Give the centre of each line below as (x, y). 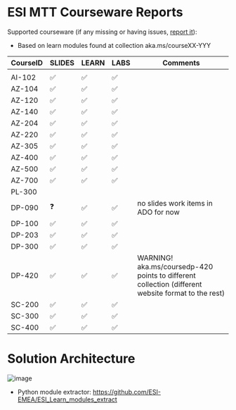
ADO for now (158, 212)
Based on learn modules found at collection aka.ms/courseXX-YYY (114, 45)
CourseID (27, 63)
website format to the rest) (181, 293)
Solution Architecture (71, 359)
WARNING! (155, 258)
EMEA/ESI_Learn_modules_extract (67, 399)
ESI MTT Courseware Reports (95, 12)
